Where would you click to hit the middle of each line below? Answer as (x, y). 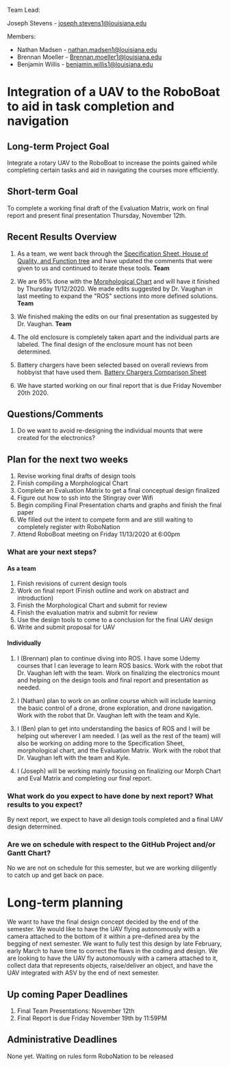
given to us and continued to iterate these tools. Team (93, 268)
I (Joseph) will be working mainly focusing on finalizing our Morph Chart (119, 771)
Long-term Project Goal (58, 146)
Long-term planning (65, 903)
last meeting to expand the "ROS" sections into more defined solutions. (117, 296)
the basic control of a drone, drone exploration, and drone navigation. (115, 708)
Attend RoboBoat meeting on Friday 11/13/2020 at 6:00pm (99, 535)
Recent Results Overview (62, 237)
